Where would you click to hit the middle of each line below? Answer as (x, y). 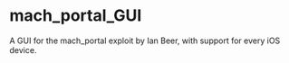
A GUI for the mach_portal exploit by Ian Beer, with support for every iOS (145, 40)
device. (23, 49)
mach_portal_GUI (76, 16)
